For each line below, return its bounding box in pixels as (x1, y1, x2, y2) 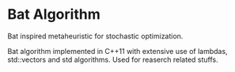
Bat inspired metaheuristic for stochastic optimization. (7, 31, 184, 41)
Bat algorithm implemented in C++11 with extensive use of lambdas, (7, 46, 228, 56)
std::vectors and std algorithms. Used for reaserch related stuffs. (7, 55, 218, 64)
